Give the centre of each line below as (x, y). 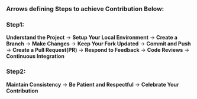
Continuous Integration (35, 56)
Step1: (15, 24)
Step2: (16, 71)
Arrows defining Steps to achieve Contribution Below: (85, 9)
